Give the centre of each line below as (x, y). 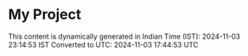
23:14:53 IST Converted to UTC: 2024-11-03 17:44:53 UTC (103, 44)
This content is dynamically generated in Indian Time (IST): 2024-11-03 (124, 36)
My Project (45, 15)
